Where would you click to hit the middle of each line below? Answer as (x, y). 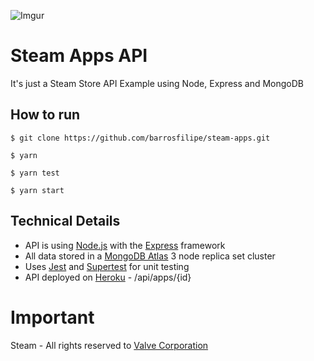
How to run (45, 115)
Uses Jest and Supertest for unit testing (107, 266)
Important (52, 317)
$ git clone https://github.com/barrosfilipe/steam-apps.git (140, 138)
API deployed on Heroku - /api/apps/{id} (108, 277)
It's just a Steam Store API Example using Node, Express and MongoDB (157, 83)
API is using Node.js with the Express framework (125, 245)
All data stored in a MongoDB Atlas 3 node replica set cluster (150, 256)
